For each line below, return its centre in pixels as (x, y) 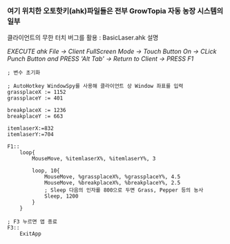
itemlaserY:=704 (30, 135)
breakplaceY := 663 (35, 116)
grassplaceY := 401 (35, 98)
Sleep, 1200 (61, 196)
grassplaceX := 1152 (37, 92)
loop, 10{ (46, 171)
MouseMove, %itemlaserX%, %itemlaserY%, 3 (94, 159)
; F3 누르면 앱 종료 (32, 222)
